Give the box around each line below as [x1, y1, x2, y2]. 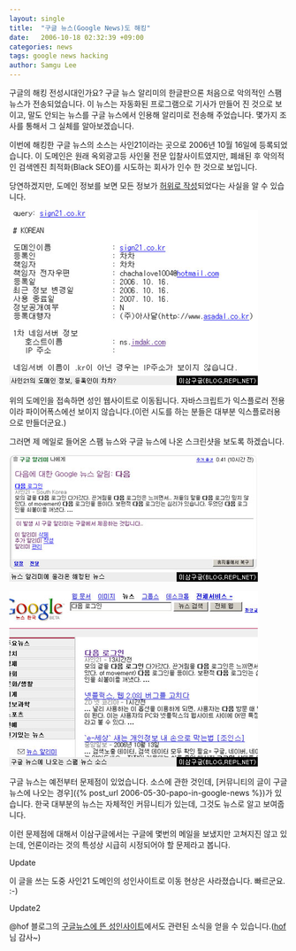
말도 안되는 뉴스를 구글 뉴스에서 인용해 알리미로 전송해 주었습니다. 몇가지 [27, 110, 278, 120]
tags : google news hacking [9, 51, 109, 61]
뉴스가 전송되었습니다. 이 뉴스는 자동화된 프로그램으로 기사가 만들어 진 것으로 [9, 98, 274, 109]
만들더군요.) [25, 417, 67, 428]
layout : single [9, 14, 65, 23]
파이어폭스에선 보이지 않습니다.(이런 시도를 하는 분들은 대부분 [25, 406, 237, 416]
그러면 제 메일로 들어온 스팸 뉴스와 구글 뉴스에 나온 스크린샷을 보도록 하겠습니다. [9, 437, 285, 446]
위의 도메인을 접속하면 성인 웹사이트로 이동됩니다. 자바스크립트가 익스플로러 [9, 395, 269, 406]
